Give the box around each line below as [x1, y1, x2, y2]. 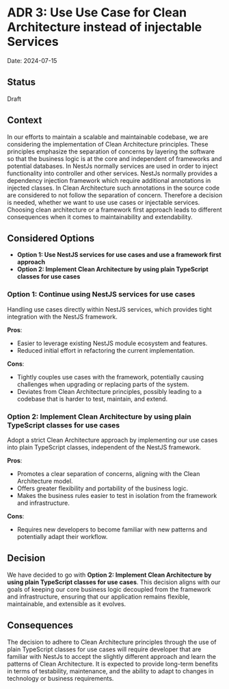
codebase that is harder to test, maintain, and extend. [16, 394, 168, 403]
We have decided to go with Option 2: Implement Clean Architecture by [7, 571, 212, 579]
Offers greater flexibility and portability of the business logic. [16, 484, 189, 492]
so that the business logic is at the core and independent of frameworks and [7, 154, 222, 162]
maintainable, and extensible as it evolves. [7, 599, 126, 607]
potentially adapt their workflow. [16, 532, 108, 540]
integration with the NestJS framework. [7, 312, 118, 321]
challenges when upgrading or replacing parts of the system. [16, 380, 189, 388]
